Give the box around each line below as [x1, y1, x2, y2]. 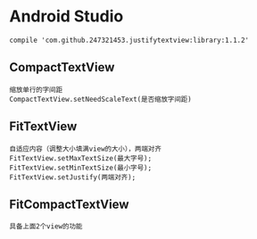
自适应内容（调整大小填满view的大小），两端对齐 [9, 144, 162, 153]
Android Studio [9, 6, 124, 27]
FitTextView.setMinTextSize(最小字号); [9, 163, 153, 172]
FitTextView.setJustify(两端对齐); [9, 172, 137, 182]
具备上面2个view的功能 [9, 222, 83, 231]
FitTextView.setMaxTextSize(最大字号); [9, 153, 153, 162]
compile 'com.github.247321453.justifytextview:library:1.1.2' [9, 36, 250, 45]
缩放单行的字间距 [9, 85, 63, 95]
